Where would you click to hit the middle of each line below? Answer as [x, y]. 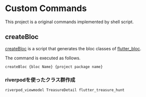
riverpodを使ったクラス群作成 [40, 80]
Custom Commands [46, 8]
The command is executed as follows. [43, 58]
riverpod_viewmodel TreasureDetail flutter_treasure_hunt [65, 90]
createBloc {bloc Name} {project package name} [54, 67]
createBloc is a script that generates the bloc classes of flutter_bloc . [73, 48]
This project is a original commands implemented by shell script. [69, 22]
